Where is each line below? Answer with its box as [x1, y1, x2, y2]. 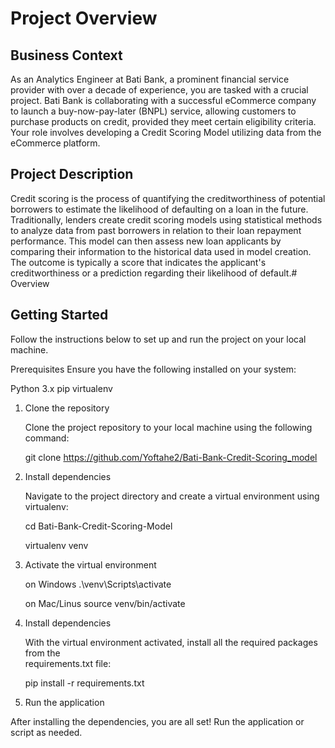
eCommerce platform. [10, 137, 101, 149]
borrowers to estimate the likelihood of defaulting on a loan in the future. [10, 203, 309, 215]
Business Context [10, 47, 123, 64]
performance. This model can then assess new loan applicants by [10, 235, 282, 247]
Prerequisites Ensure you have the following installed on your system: [10, 363, 297, 375]
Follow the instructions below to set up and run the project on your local [10, 333, 307, 345]
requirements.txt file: [24, 657, 112, 669]
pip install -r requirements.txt [24, 677, 145, 689]
